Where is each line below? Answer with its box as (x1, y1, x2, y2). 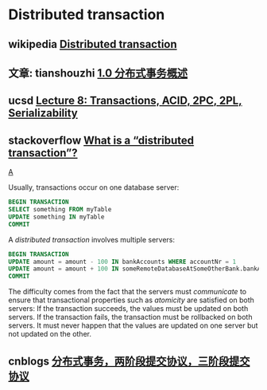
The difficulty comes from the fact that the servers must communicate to (8, 287, 247, 297)
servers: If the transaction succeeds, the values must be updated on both (8, 304, 249, 313)
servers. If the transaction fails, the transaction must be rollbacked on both (8, 313, 253, 322)
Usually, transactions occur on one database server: (8, 183, 180, 192)
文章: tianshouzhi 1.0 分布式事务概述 (8, 66, 188, 80)
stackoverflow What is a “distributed (8, 133, 195, 147)
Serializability (8, 106, 78, 120)
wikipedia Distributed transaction (8, 37, 177, 51)
